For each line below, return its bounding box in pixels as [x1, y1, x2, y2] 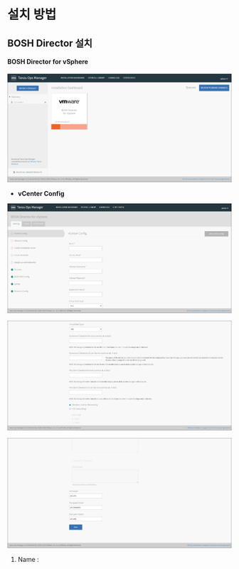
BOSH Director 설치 [7, 37, 92, 49]
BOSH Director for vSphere [7, 58, 89, 66]
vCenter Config [17, 189, 65, 198]
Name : [17, 555, 39, 564]
